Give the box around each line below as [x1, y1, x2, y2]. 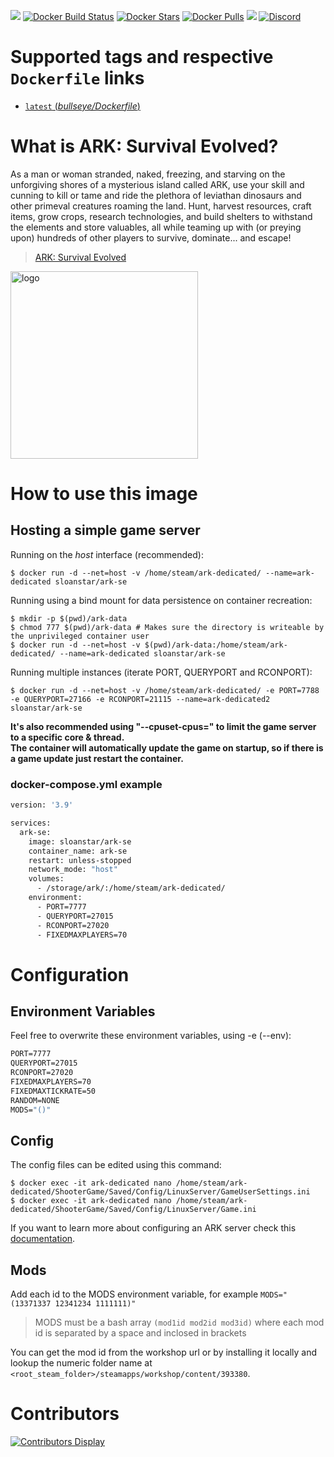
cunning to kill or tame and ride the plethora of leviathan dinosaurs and [10, 189, 302, 201]
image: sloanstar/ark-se [28, 836, 132, 847]
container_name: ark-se [28, 846, 128, 856]
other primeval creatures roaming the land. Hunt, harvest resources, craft [10, 200, 312, 212]
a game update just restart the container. [10, 752, 184, 764]
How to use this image [10, 483, 198, 505]
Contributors [10, 1403, 120, 1425]
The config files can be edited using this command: [10, 1159, 222, 1171]
